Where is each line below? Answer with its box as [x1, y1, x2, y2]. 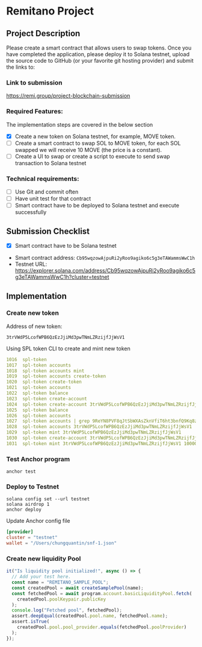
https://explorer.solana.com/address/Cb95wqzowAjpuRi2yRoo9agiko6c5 [14, 267, 196, 274]
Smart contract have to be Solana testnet [14, 242, 117, 250]
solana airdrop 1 [6, 502, 50, 508]
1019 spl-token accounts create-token [6, 373, 106, 379]
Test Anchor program [6, 455, 70, 463]
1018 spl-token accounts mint [6, 368, 85, 374]
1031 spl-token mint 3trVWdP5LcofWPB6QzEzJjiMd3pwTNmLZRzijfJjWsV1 [6, 440, 182, 447]
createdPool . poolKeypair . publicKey [17, 596, 106, 602]
